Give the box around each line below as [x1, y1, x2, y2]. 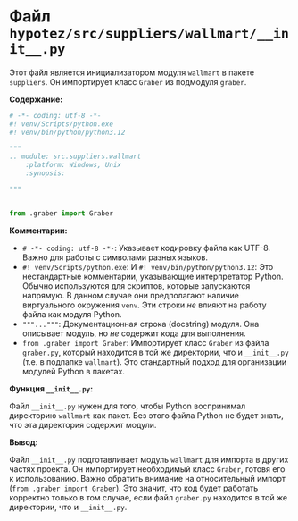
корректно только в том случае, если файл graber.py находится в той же [9, 492, 288, 502]
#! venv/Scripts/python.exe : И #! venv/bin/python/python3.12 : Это [21, 261, 274, 272]
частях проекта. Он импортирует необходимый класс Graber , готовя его [9, 463, 286, 475]
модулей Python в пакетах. [21, 366, 125, 376]
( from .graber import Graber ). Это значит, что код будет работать [9, 483, 259, 493]
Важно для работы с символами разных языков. [21, 252, 208, 263]
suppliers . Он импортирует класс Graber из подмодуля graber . [9, 76, 247, 87]
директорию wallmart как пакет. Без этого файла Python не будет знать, [9, 409, 284, 421]
